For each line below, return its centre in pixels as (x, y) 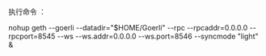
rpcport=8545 (32, 36)
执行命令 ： (27, 12)
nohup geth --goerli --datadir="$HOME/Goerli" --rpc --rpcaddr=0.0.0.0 (128, 28)
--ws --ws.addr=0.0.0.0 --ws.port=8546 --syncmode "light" (158, 36)
